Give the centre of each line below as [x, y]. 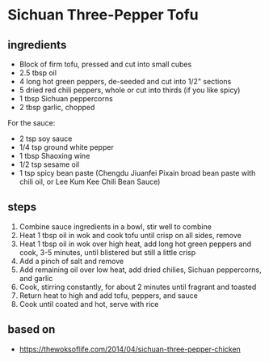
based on [32, 330]
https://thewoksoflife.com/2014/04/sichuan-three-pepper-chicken [130, 349]
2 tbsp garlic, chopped [57, 107]
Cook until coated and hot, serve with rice [89, 304]
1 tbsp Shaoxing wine [55, 156]
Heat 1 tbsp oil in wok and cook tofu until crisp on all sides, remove [130, 235]
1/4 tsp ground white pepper [66, 147]
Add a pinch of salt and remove [71, 261]
